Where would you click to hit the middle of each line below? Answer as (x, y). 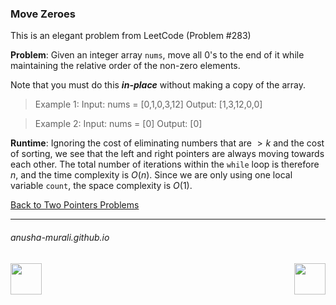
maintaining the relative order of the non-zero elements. (125, 66)
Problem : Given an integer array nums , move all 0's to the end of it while (157, 55)
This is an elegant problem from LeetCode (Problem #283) (131, 36)
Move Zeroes (43, 14)
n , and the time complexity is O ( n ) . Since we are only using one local (151, 175)
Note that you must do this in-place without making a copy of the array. (158, 85)
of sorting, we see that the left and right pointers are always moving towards (167, 154)
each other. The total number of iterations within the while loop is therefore (165, 164)
